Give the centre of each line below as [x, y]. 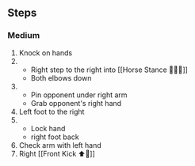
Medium [24, 36]
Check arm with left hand [60, 145]
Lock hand [48, 128]
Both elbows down [61, 77]
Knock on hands [46, 53]
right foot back [55, 137]
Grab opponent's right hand [76, 103]
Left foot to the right [52, 111]
